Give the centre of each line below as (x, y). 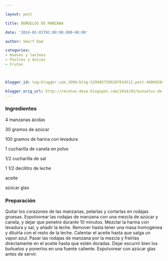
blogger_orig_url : (24, 91)
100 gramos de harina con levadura (42, 139)
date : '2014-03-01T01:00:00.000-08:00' (47, 32)
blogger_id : (17, 82)
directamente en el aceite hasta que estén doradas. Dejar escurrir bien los (81, 243)
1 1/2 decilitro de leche (28, 168)
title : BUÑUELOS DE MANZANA (34, 23)
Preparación (20, 200)
